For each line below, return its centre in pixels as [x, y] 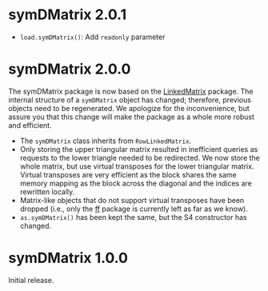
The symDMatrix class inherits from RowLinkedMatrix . [106, 141]
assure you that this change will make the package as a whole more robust [131, 117]
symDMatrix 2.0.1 [68, 15]
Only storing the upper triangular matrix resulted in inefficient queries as [139, 149]
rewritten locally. [47, 191]
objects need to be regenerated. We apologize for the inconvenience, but [129, 108]
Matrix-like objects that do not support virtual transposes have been [132, 200]
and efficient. [30, 125]
